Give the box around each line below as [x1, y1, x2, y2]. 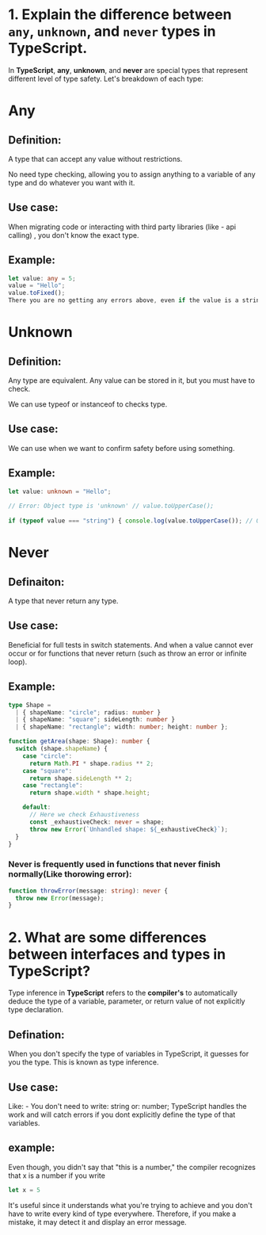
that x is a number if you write [8, 1171, 105, 1180]
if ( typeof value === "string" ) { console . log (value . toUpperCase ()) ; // [8, 517, 253, 525]
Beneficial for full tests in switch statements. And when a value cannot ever [8, 640, 253, 649]
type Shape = [8, 701, 51, 709]
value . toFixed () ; [8, 289, 66, 297]
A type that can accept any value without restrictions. [8, 154, 183, 163]
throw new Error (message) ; [15, 894, 104, 902]
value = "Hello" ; [8, 281, 66, 290]
